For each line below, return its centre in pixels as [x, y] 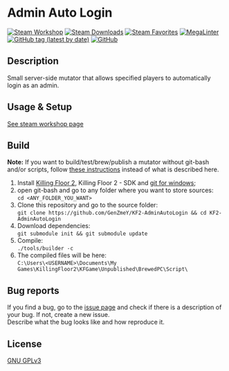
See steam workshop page [46, 123]
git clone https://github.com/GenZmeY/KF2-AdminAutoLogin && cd [112, 213]
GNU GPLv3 [24, 361]
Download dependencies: [54, 226]
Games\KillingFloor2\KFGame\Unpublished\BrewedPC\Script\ [102, 269]
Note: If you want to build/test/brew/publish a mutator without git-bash [108, 162]
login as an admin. [33, 85]
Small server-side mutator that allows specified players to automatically [109, 78]
